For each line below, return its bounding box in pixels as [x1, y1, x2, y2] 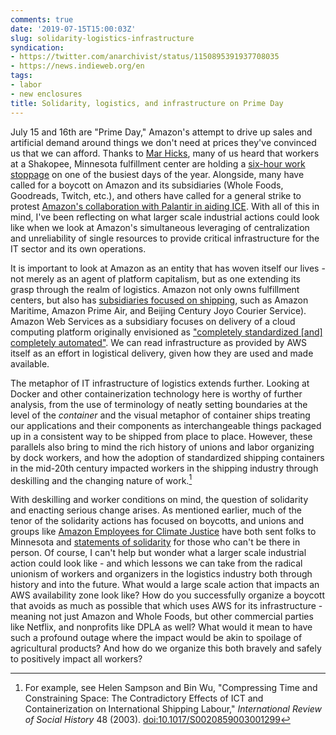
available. [10, 357, 50, 370]
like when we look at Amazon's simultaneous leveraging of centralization [10, 221, 310, 233]
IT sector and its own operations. [10, 242, 147, 255]
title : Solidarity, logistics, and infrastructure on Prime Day [10, 98, 284, 108]
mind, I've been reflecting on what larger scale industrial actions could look [10, 211, 320, 223]
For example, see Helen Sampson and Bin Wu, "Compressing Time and [24, 682, 318, 694]
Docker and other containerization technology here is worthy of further [10, 387, 303, 400]
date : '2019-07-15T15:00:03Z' [10, 24, 137, 34]
